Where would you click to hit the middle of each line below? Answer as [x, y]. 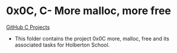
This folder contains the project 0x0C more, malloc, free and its [92, 38]
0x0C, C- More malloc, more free [89, 11]
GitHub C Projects [28, 27]
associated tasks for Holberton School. [62, 45]
